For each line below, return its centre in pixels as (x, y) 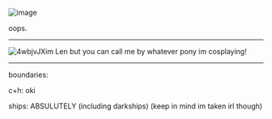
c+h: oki (22, 90)
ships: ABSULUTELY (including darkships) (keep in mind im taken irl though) (136, 106)
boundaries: (28, 74)
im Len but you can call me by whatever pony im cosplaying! (146, 51)
